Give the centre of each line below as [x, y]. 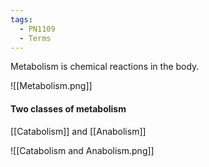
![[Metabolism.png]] [51, 86]
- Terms [35, 38]
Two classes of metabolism [68, 108]
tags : [21, 19]
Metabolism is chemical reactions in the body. [105, 67]
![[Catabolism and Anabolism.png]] [82, 150]
